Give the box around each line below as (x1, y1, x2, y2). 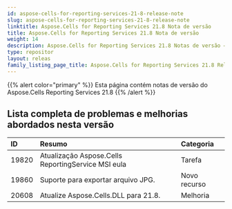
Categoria (180, 139, 214, 149)
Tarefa (180, 155, 202, 165)
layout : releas (7, 55, 51, 62)
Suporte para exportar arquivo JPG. (39, 175, 155, 185)
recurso (180, 179, 206, 189)
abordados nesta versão (7, 119, 115, 131)
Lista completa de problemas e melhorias (7, 108, 188, 120)
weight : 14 (7, 36, 39, 43)
